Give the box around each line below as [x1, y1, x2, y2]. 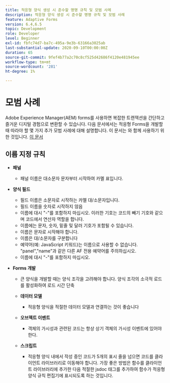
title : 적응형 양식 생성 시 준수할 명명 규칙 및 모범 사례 [5, 7, 112, 13]
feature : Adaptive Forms [5, 17, 58, 22]
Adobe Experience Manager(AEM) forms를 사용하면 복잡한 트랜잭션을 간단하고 [5, 114, 165, 121]
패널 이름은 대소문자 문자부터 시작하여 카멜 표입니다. [20, 175, 123, 181]
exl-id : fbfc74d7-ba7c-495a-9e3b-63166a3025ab [5, 41, 106, 46]
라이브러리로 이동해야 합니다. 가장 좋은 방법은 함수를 [41, 360, 145, 366]
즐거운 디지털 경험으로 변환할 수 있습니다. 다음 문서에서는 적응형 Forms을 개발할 [5, 121, 163, 127]
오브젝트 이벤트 [20, 314, 51, 320]
